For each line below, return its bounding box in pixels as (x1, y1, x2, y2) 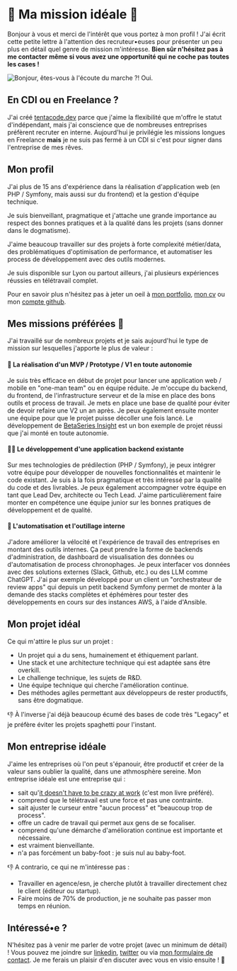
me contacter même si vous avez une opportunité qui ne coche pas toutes (7, 52, 230, 61)
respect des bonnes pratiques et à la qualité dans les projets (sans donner (7, 219, 224, 227)
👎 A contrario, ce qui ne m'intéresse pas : (7, 863, 129, 871)
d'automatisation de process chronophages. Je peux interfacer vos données (7, 560, 231, 568)
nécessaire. (17, 833, 52, 841)
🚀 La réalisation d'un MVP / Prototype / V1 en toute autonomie (7, 360, 192, 369)
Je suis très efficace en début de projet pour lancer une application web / (7, 376, 221, 384)
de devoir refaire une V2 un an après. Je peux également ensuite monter (7, 406, 219, 415)
